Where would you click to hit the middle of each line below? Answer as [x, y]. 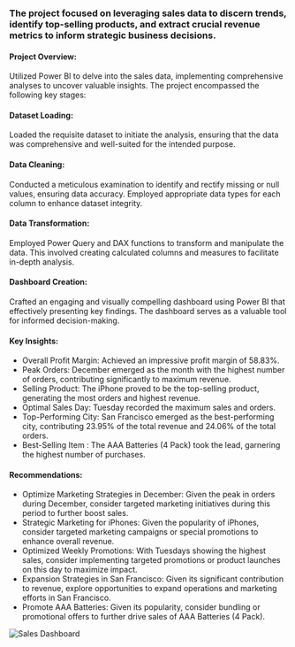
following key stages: [48, 95]
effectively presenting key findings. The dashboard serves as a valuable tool [148, 311]
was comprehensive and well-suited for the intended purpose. [122, 144]
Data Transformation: [49, 223]
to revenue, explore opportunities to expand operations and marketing [149, 589]
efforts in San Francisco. [67, 598]
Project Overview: [43, 57]
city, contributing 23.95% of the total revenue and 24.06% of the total [149, 427]
